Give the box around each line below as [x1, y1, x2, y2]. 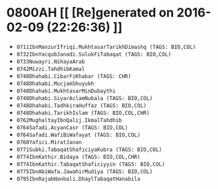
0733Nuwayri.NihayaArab [16, 58, 86, 65]
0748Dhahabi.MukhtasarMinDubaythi [16, 88, 116, 94]
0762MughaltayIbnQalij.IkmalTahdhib [16, 117, 122, 123]
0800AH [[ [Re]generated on [6, 5, 174, 21]
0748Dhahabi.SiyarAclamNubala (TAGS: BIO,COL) [16, 94, 153, 101]
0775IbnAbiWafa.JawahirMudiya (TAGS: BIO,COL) [16, 168, 153, 175]
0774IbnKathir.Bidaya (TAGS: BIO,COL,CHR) [16, 153, 141, 160]
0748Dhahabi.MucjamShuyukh [16, 80, 95, 87]
